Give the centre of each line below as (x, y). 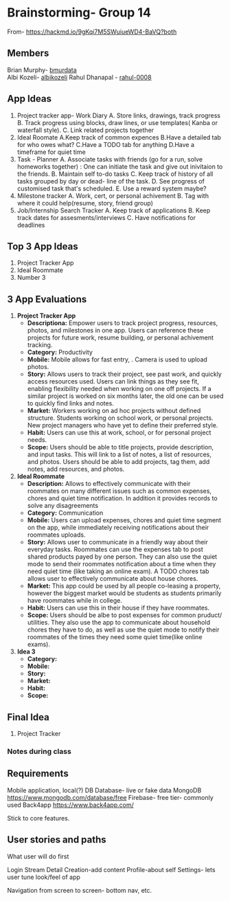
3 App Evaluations (47, 299)
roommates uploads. (56, 535)
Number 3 (31, 278)
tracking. (40, 345)
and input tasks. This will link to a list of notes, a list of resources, (119, 454)
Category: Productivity (60, 353)
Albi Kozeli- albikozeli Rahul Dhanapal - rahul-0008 (80, 77)
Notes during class (39, 751)
